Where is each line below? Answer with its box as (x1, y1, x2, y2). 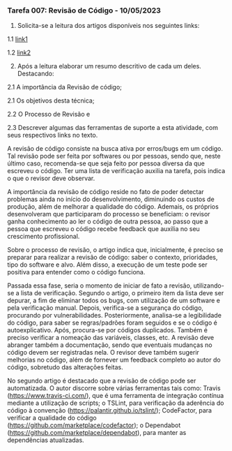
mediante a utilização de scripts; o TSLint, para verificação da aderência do (7, 399, 224, 407)
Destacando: (17, 69, 54, 78)
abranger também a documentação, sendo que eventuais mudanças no (7, 341, 212, 349)
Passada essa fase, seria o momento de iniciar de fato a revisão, (7, 281, 192, 290)
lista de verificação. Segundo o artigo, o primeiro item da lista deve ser (20, 289, 224, 297)
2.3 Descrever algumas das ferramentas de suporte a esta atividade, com (7, 124, 218, 132)
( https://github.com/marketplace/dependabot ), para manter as (7, 429, 187, 437)
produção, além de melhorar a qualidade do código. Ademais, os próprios (7, 202, 219, 211)
